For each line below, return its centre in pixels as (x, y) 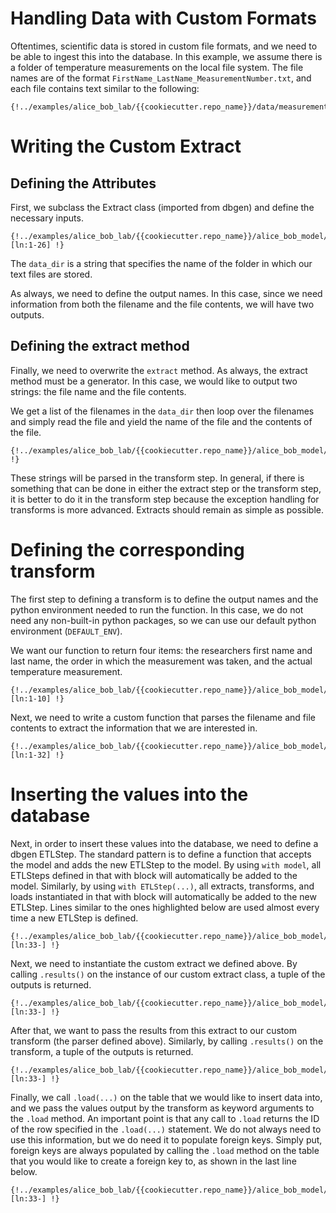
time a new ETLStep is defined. (74, 918)
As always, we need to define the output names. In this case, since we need (166, 293)
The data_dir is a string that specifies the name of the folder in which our (161, 263)
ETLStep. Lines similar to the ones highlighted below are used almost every (165, 907)
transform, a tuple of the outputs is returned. (102, 1051)
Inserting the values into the (129, 794)
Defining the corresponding (127, 549)
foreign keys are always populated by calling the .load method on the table (165, 1150)
